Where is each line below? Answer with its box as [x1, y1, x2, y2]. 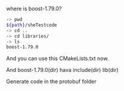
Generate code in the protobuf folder [6, 78, 97, 85]
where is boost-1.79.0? [6, 5, 62, 12]
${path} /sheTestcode [6, 22, 58, 28]
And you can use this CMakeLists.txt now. [6, 55, 109, 62]
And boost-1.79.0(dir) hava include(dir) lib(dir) [6, 67, 119, 74]
